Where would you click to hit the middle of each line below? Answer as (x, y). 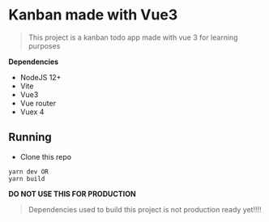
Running (30, 137)
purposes (44, 45)
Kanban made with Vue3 (93, 15)
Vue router (38, 103)
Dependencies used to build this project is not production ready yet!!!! (145, 209)
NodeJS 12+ (41, 77)
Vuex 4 (32, 112)
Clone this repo (45, 156)
